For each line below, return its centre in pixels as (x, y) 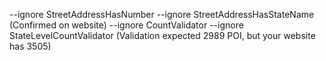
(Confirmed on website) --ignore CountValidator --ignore (126, 25)
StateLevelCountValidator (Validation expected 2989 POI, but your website (162, 35)
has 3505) (30, 46)
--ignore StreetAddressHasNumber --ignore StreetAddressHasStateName (162, 14)
